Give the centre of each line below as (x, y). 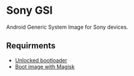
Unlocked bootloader (41, 60)
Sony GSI (29, 10)
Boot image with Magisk (45, 66)
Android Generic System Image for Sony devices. (67, 27)
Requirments (31, 46)
